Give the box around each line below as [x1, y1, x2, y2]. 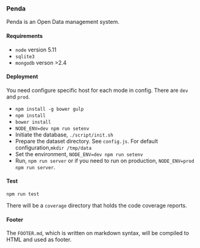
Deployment [6, 73, 38, 80]
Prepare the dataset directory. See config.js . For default [15, 137, 159, 145]
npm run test [6, 191, 40, 197]
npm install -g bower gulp [15, 106, 84, 112]
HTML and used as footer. [6, 236, 72, 243]
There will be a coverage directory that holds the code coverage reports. [6, 201, 187, 209]
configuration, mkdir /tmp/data [15, 144, 92, 151]
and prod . [6, 93, 30, 100]
